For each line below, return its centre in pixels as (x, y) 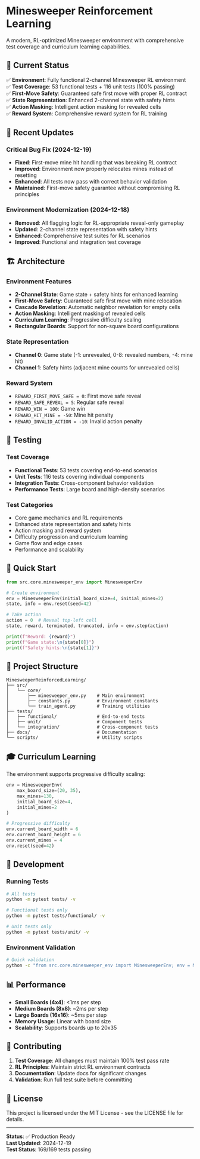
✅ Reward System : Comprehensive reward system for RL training (87, 113)
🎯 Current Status (38, 65)
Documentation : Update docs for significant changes (81, 1074)
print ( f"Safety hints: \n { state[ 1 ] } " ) (53, 648)
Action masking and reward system (58, 530)
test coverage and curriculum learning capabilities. (68, 47)
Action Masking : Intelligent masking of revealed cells (80, 314)
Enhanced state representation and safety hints (73, 524)
